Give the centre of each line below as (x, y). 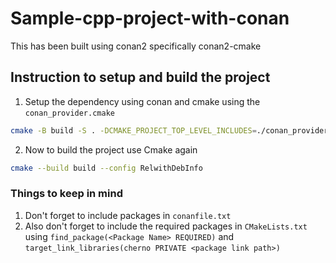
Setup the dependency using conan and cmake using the (142, 101)
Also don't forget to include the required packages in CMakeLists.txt (166, 226)
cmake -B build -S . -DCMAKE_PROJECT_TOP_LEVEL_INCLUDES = (133, 130)
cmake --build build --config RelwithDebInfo (106, 168)
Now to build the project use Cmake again (111, 149)
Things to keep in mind (66, 194)
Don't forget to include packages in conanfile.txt (128, 215)
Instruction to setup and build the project (140, 77)
